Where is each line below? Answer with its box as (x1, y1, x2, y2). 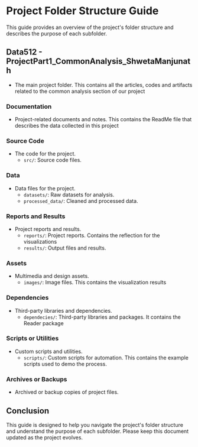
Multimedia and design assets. (14, 273, 90, 280)
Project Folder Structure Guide (6, 4, 159, 18)
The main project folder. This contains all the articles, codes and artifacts (14, 81, 193, 88)
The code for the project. (14, 150, 76, 157)
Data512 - (6, 47, 43, 57)
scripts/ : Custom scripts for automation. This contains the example (23, 354, 189, 361)
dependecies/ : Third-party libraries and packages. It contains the (23, 313, 181, 320)
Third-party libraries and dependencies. (14, 307, 112, 314)
